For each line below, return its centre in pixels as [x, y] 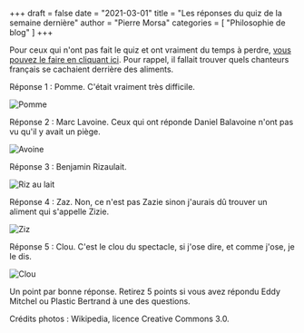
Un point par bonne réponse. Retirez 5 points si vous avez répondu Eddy [145, 291]
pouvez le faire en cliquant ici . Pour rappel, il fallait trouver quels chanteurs [149, 59]
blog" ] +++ [31, 32]
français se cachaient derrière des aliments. [92, 69]
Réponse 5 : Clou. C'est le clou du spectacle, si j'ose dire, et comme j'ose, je [152, 247]
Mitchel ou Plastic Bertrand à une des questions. [100, 301]
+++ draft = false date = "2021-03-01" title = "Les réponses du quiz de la [146, 13]
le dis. [20, 256]
